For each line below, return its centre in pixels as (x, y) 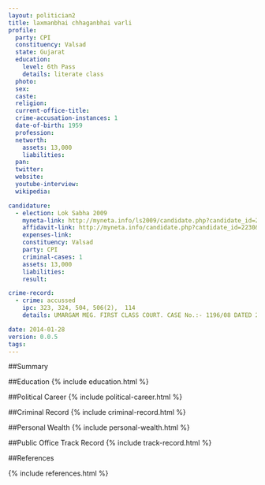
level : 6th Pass (49, 67)
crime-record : (32, 293)
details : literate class (63, 74)
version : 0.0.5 (33, 337)
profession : (35, 132)
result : (35, 279)
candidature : (30, 206)
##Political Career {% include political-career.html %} (95, 397)
